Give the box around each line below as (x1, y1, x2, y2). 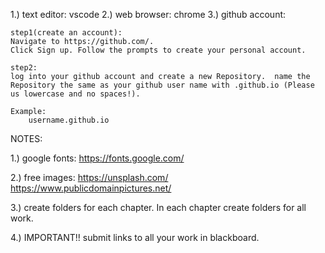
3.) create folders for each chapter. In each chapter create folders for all (10, 202, 307, 213)
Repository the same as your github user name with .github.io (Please (10, 80, 315, 90)
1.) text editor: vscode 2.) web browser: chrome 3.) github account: (10, 9, 287, 20)
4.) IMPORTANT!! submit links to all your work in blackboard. (10, 232, 260, 243)
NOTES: (10, 133, 43, 144)
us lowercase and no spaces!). (10, 89, 141, 99)
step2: (10, 63, 38, 73)
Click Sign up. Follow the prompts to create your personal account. (10, 45, 307, 55)
